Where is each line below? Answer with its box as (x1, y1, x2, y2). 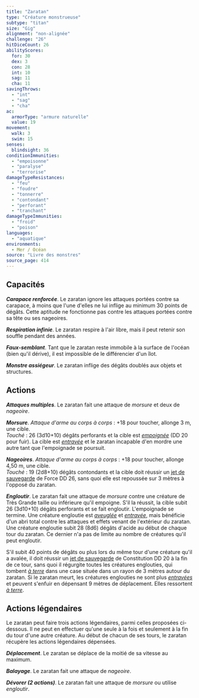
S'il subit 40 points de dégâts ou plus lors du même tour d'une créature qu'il (6, 548, 192, 555)
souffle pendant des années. (6, 332, 76, 339)
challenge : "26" (6, 36, 46, 42)
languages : (6, 230, 33, 236)
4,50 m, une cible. (6, 462, 50, 469)
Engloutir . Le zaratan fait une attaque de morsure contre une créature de (6, 492, 185, 500)
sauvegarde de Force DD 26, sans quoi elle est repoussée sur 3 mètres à (6, 474, 185, 482)
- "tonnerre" (11, 191, 44, 197)
